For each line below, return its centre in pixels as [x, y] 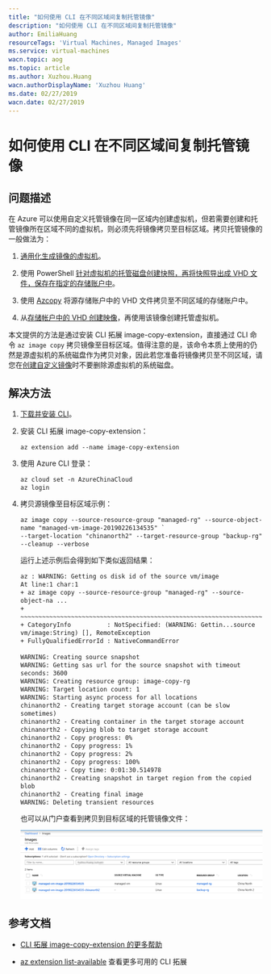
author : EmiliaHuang [43, 34]
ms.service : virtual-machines [59, 51]
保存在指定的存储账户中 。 [77, 283]
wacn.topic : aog [35, 60]
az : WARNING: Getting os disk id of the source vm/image [119, 577]
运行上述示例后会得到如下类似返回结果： [87, 560]
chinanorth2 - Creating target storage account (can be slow [125, 706]
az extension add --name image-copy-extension [100, 448]
